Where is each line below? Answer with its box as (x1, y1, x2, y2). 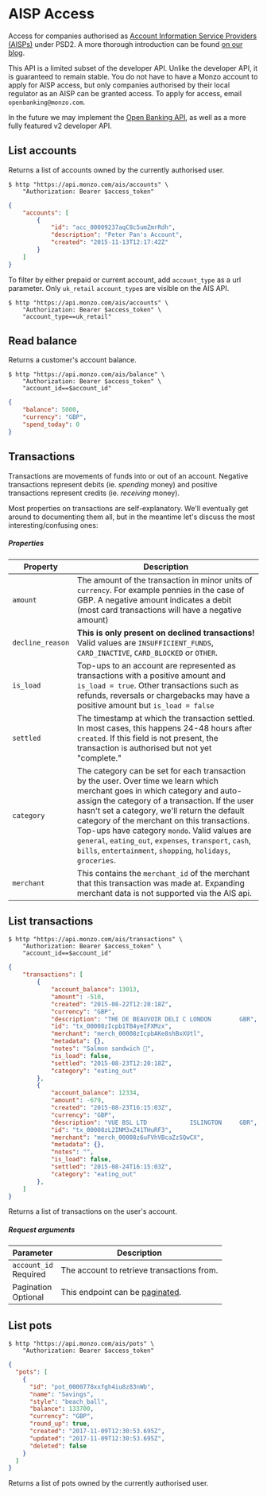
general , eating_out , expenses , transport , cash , (76, 835, 252, 846)
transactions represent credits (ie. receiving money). (8, 488, 180, 498)
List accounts (8, 144, 77, 157)
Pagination (12, 1281, 52, 1293)
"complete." (76, 752, 122, 763)
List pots (8, 1319, 52, 1332)
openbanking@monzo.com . (8, 97, 86, 107)
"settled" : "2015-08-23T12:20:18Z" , (50, 1059, 172, 1068)
